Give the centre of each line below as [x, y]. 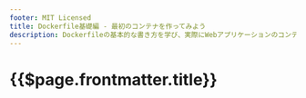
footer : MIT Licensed [51, 18]
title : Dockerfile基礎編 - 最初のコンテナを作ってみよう [108, 26]
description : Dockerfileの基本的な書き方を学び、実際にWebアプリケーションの [144, 34]
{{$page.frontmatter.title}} [113, 79]
